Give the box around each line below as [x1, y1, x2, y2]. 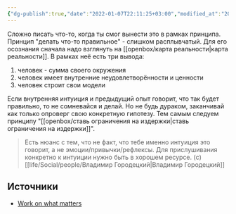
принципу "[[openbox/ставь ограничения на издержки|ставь [7, 117, 190, 125]
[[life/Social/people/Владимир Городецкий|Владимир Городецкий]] [24, 160, 225, 169]
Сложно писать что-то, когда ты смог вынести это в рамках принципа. [7, 30, 221, 38]
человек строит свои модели [17, 80, 106, 89]
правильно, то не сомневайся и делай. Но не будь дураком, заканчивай [7, 101, 225, 110]
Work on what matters [17, 199, 82, 208]
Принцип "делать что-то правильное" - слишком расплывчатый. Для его [7, 37, 228, 46]
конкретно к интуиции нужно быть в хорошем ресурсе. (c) [24, 153, 202, 161]
